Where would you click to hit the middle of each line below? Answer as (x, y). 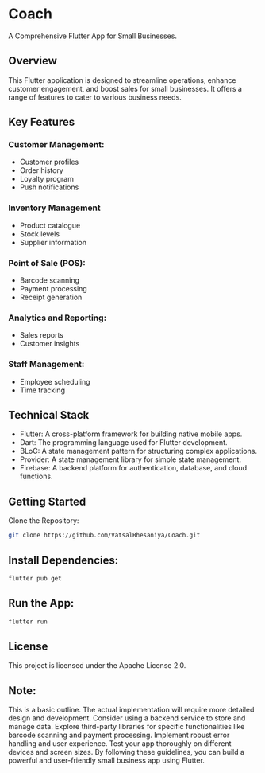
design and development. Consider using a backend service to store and (127, 718)
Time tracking (42, 390)
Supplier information (53, 242)
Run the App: (41, 603)
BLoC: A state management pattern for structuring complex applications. (138, 451)
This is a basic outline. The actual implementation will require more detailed (131, 710)
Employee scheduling (55, 381)
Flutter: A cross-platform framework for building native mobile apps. (131, 434)
